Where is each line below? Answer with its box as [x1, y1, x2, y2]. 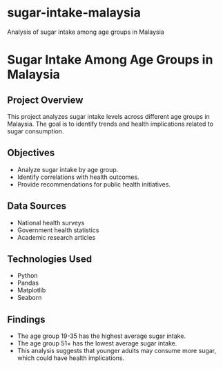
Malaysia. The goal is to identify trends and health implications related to [7, 120, 214, 128]
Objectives [7, 147, 55, 159]
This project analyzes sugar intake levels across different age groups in [7, 112, 211, 120]
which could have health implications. [17, 354, 125, 362]
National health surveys [17, 218, 85, 227]
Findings [7, 313, 46, 325]
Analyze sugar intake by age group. [17, 165, 119, 173]
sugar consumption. [7, 126, 64, 135]
